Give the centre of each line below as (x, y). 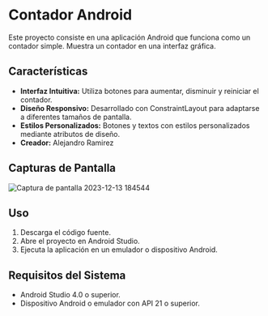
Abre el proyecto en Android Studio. (80, 241)
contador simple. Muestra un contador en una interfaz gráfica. (112, 45)
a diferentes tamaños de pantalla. (76, 117)
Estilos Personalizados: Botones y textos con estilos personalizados (135, 125)
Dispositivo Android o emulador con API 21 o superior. (110, 303)
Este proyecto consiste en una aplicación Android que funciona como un (130, 37)
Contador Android (70, 15)
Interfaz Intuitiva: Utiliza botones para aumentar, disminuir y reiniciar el (139, 91)
